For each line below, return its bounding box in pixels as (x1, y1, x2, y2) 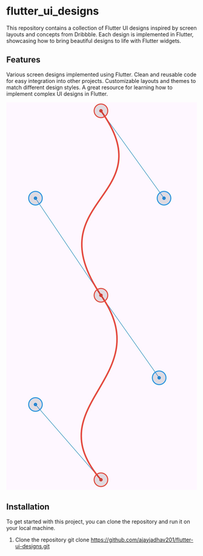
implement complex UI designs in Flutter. (6, 90, 108, 98)
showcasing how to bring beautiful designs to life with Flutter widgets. (6, 37, 182, 44)
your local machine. (6, 524, 56, 531)
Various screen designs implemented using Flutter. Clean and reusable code (6, 71, 197, 78)
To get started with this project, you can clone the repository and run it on (6, 518, 190, 525)
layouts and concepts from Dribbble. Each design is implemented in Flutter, (6, 30, 194, 38)
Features (6, 55, 41, 65)
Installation (6, 501, 50, 512)
